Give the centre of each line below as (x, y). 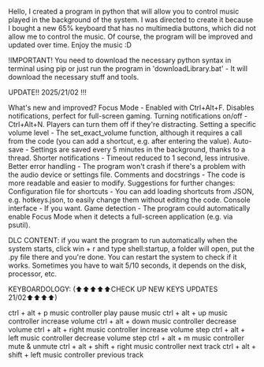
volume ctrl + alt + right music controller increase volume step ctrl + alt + (127, 330)
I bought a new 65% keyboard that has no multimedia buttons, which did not (132, 28)
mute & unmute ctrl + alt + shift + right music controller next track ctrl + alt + (132, 346)
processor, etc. (33, 274)
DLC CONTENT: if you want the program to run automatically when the (123, 240)
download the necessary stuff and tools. (74, 77)
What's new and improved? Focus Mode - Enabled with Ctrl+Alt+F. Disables (131, 107)
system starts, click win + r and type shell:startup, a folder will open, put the (131, 249)
